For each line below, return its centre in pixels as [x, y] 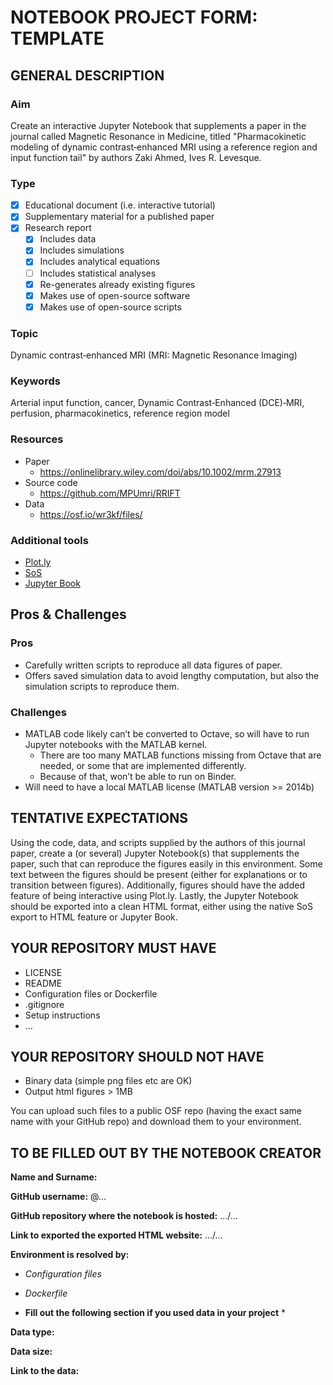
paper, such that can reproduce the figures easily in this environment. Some [166, 863]
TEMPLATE [57, 38]
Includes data [68, 239]
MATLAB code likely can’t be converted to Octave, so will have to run [167, 733]
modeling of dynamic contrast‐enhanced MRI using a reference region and [164, 147]
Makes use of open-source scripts [110, 307]
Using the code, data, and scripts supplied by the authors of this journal [158, 842]
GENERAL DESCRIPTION [87, 75]
